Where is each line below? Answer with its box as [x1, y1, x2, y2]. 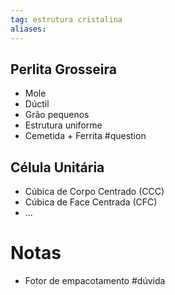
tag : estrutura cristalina [10, 14, 123, 25]
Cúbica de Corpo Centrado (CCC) [24, 186, 165, 198]
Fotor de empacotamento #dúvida [24, 275, 166, 287]
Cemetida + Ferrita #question [24, 130, 147, 142]
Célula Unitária [10, 159, 105, 176]
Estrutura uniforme [24, 119, 103, 131]
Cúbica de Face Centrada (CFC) [24, 196, 158, 208]
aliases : [10, 24, 47, 34]
